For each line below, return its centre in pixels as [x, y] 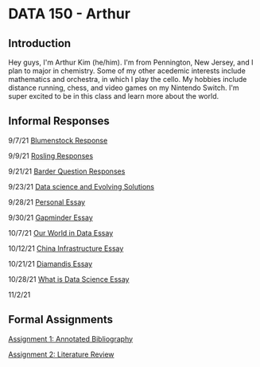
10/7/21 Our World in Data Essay [61, 232]
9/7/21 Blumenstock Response [58, 140]
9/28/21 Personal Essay [47, 202]
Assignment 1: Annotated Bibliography [71, 338]
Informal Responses [59, 121]
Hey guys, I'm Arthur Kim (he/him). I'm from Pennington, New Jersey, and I [131, 62]
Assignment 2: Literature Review [61, 354]
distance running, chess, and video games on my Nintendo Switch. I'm [124, 88]
